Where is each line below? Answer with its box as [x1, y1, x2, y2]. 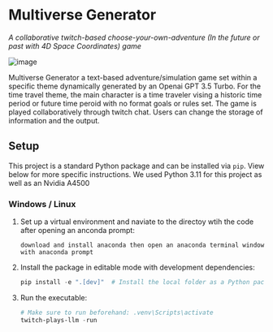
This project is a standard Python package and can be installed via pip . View [8, 161, 265, 170]
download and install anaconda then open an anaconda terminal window [19, 241, 265, 249]
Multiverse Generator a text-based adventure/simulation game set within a [8, 72, 258, 82]
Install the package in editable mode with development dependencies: [19, 262, 255, 273]
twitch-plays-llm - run [19, 316, 97, 324]
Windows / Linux [8, 198, 76, 209]
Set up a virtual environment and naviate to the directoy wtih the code [19, 217, 254, 226]
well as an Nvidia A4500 [8, 178, 90, 188]
